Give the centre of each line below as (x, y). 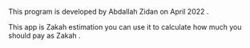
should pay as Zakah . (45, 36)
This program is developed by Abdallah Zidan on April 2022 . (109, 12)
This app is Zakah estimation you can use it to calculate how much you (125, 27)
